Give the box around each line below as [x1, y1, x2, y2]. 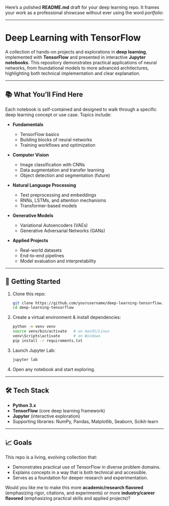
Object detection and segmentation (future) [20, 172, 110, 178]
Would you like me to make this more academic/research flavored [5, 485, 143, 491]
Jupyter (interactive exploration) [12, 413, 80, 419]
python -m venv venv [12, 324, 56, 329]
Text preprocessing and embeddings [20, 192, 97, 198]
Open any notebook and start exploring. [12, 366, 96, 372]
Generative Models [12, 212, 54, 218]
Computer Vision [12, 152, 49, 158]
